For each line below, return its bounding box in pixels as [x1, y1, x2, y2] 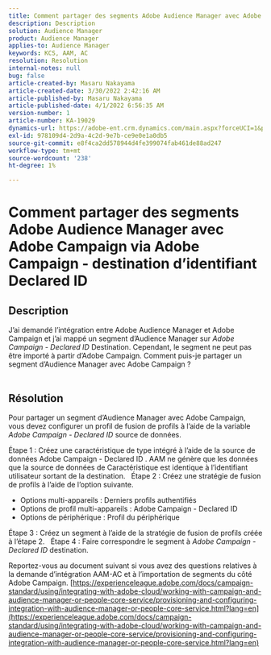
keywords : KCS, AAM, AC [8, 49, 89, 57]
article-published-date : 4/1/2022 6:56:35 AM [8, 102, 164, 110]
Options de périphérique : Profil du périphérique [19, 512, 180, 522]
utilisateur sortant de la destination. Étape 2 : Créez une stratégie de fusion [8, 471, 261, 480]
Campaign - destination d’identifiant [8, 255, 257, 273]
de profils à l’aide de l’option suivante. [8, 479, 134, 489]
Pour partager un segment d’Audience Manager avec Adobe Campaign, [8, 412, 246, 422]
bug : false [8, 72, 45, 80]
